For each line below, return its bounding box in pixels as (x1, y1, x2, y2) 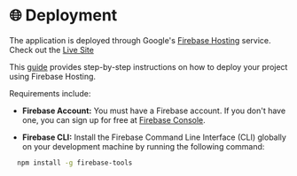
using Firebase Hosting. (9, 71, 96, 81)
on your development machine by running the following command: (21, 141, 265, 151)
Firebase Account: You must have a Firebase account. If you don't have (21, 105, 286, 116)
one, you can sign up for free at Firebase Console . (21, 114, 206, 125)
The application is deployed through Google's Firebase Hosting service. (9, 34, 272, 45)
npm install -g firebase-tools (17, 158, 133, 167)
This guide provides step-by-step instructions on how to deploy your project (9, 61, 288, 72)
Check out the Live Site (9, 44, 95, 55)
